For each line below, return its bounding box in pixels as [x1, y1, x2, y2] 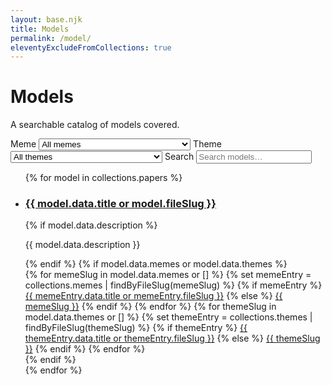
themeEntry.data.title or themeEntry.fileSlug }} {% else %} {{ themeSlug [24, 332, 321, 345]
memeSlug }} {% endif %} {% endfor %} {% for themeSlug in [24, 301, 277, 313]
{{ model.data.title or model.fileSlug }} [24, 197, 217, 211]
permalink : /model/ [10, 33, 92, 43]
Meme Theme [10, 138, 223, 150]
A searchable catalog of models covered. [10, 119, 180, 131]
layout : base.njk [10, 14, 83, 25]
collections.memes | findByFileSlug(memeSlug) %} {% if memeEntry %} [24, 279, 323, 291]
